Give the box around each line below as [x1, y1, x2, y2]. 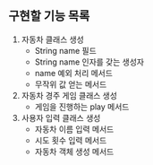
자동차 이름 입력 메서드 [34, 124, 115, 135]
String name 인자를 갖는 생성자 [34, 56, 145, 67]
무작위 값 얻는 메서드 [34, 79, 107, 90]
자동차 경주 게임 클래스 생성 [21, 90, 118, 100]
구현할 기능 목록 [8, 8, 90, 24]
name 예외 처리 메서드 [34, 67, 114, 78]
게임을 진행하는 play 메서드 [34, 101, 130, 112]
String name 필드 [34, 45, 98, 56]
